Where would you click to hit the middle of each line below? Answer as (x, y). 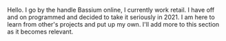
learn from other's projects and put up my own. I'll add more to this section (113, 24)
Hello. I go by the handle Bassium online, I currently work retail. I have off (111, 10)
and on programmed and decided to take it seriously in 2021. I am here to (111, 17)
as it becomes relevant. (40, 31)
